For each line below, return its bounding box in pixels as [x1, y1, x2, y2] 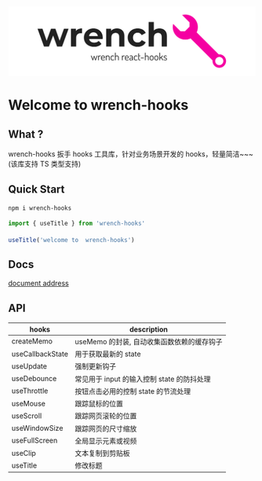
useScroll [11, 411, 42, 420]
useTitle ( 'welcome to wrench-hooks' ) [8, 236, 135, 244]
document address [8, 278, 69, 288]
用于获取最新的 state [75, 349, 141, 359]
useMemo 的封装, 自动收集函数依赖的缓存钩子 [75, 336, 223, 346]
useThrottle [11, 386, 49, 395]
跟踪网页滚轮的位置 [75, 411, 137, 420]
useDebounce [11, 374, 57, 384]
